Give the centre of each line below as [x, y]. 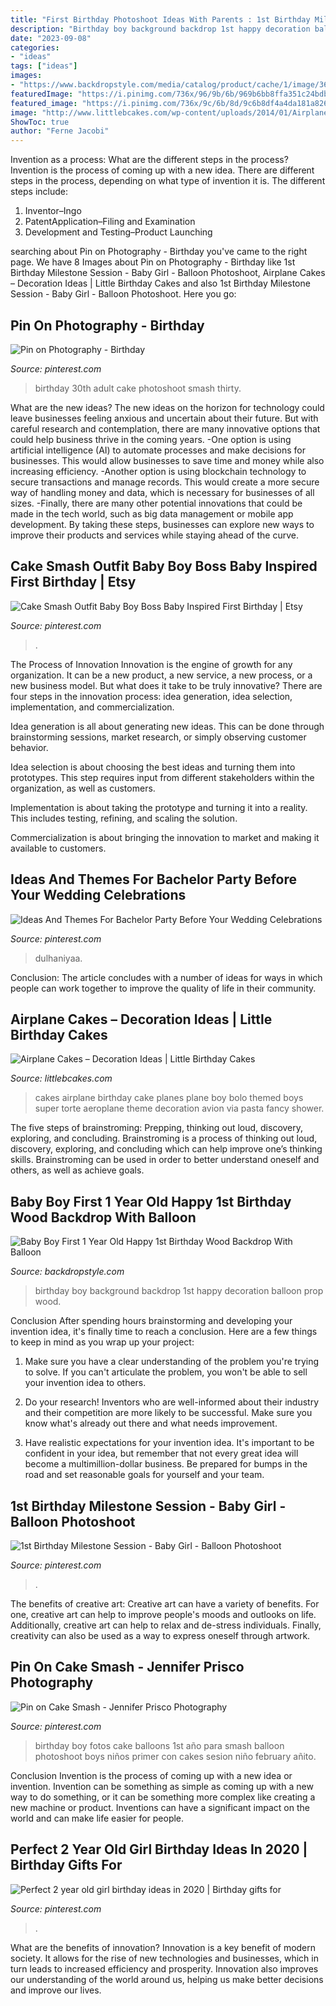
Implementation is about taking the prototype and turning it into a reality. [159, 807]
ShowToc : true [40, 122]
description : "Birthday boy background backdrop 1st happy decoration [160, 29]
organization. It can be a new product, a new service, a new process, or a [161, 675]
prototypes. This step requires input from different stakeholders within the [162, 777]
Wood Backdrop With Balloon [103, 1217]
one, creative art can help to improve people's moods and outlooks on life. [163, 1614]
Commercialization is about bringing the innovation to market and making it [165, 837]
